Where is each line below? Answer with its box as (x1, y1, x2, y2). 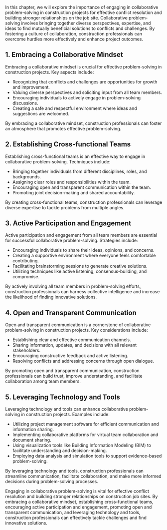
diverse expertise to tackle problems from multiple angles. (5, 204, 125, 210)
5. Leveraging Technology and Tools (5, 393, 121, 401)
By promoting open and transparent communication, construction (5, 368, 140, 374)
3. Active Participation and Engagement (5, 219, 131, 228)
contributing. (12, 258, 39, 264)
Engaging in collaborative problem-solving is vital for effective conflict (5, 488, 150, 494)
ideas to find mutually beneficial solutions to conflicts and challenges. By (5, 25, 155, 31)
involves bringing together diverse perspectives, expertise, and (21, 20, 151, 26)
